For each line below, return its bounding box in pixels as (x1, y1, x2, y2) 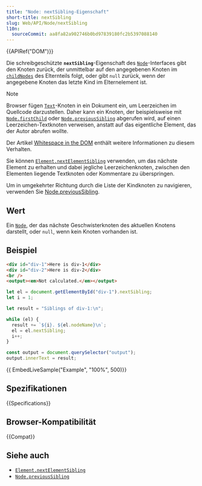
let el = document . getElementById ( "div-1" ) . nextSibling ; (6, 289, 153, 295)
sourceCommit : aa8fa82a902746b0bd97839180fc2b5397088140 (11, 31, 158, 37)
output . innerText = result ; (6, 355, 77, 361)
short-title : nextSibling (6, 14, 71, 20)
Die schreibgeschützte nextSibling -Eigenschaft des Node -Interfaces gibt (6, 60, 187, 67)
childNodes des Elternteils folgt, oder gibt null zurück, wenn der (6, 72, 166, 79)
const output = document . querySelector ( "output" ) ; (6, 350, 136, 356)
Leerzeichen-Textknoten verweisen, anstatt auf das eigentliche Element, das (6, 121, 197, 128)
